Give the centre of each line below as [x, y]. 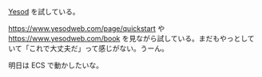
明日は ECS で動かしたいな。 [56, 65]
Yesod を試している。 [44, 12]
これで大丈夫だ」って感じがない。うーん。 [99, 48]
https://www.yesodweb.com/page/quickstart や [87, 29]
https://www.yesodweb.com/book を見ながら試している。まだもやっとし [128, 38]
